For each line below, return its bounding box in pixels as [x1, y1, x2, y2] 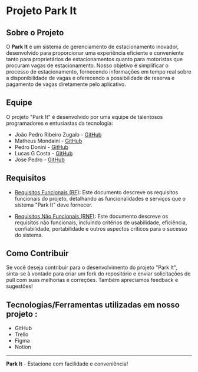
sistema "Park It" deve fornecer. [14, 201, 93, 208]
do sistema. [14, 231, 43, 238]
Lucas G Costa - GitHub [14, 150, 73, 157]
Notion [14, 343, 31, 351]
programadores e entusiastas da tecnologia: [6, 119, 113, 127]
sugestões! [6, 283, 34, 290]
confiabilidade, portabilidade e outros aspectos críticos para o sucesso [14, 225, 187, 232]
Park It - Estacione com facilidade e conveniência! [6, 360, 128, 367]
